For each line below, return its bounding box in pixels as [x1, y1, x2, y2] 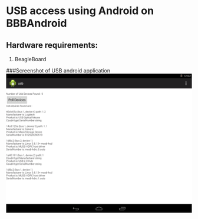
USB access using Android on [6, 4, 154, 18]
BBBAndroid [6, 16, 67, 30]
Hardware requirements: [6, 40, 98, 50]
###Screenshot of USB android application [6, 67, 111, 74]
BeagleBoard [14, 56, 47, 62]
